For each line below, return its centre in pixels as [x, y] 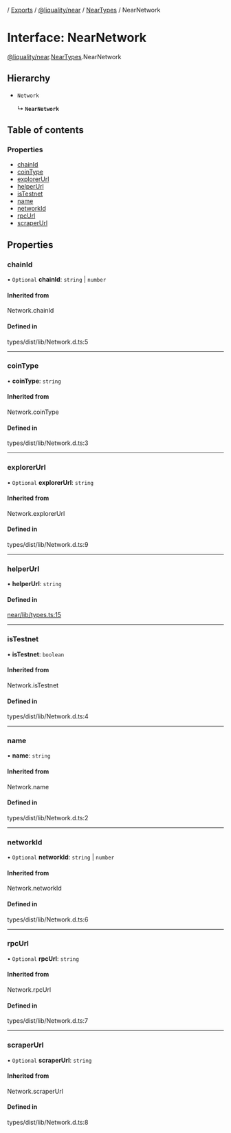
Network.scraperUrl [35, 1091]
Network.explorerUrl [36, 513]
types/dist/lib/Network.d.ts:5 [48, 342]
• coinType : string [34, 381]
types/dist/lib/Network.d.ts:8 [48, 1122]
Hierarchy [29, 79]
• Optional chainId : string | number [57, 280]
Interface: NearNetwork [77, 38]
